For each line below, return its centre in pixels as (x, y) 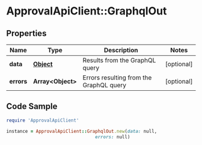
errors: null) (113, 137)
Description (121, 50)
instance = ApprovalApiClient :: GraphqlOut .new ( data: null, (82, 131)
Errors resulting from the (117, 78)
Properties (26, 33)
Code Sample (32, 106)
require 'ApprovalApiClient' (43, 120)
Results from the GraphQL (119, 60)
